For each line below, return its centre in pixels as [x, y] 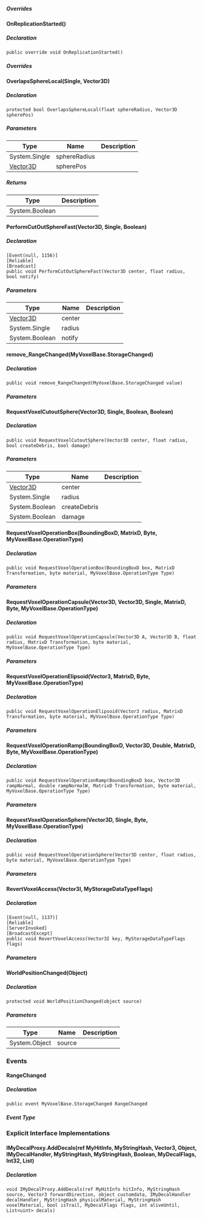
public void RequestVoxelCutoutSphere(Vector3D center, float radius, [97, 440]
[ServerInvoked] [27, 928]
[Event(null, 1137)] [32, 918]
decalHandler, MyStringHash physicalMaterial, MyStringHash [84, 1200]
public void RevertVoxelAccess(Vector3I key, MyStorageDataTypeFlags [96, 939]
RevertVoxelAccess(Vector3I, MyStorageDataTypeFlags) [80, 889]
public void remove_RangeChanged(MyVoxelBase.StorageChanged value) [95, 383]
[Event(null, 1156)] [32, 256]
